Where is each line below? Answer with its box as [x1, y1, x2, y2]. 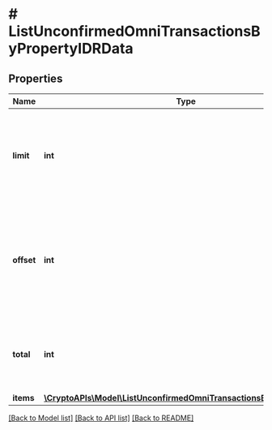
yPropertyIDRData [8, 40, 134, 58]
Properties [8, 71, 63, 85]
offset [12, 255, 36, 265]
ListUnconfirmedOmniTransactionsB [8, 22, 261, 41]
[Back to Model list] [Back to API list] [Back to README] [8, 413, 194, 423]
